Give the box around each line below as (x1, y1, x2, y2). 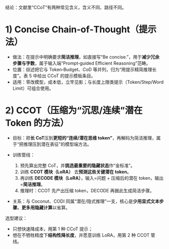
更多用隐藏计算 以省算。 (21, 204, 70, 210)
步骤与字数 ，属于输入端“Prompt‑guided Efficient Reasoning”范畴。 (12, 60, 151, 66)
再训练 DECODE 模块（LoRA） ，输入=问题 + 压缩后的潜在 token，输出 (20, 175, 164, 181)
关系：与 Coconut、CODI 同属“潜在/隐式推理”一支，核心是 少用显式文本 (12, 198, 159, 204)
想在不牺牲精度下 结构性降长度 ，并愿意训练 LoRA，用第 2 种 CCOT (12, 232, 150, 238)
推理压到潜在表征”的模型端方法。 (23, 141, 92, 147)
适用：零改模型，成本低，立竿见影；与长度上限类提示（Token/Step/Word (12, 79, 164, 85)
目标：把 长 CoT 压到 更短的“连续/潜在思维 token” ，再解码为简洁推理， (12, 135, 157, 141)
